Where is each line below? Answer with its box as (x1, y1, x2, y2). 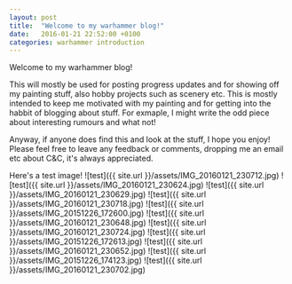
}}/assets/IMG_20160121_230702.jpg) (9, 264, 146, 275)
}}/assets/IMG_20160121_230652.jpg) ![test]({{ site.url (9, 246, 207, 256)
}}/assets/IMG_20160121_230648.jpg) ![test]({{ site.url (9, 217, 207, 228)
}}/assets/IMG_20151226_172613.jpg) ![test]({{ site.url (9, 236, 202, 247)
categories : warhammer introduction (9, 37, 145, 47)
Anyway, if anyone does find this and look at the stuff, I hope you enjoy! (9, 134, 271, 145)
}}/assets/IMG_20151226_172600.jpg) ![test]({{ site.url (9, 208, 205, 218)
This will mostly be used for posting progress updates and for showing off (9, 79, 280, 90)
